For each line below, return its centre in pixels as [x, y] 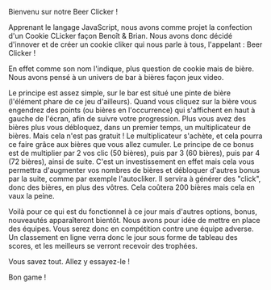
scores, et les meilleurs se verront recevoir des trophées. [103, 246]
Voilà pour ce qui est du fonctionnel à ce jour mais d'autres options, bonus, [133, 212]
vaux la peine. [31, 196]
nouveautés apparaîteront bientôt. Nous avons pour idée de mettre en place [134, 220]
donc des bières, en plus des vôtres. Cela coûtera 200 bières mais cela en [132, 187]
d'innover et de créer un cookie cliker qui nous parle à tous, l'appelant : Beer [135, 44]
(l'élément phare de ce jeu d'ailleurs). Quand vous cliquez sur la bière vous [133, 101]
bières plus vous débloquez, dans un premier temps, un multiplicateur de [130, 127]
